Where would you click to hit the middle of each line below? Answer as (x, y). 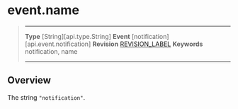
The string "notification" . (46, 97)
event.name (44, 10)
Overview (29, 80)
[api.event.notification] (58, 44)
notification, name (51, 51)
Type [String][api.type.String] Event (77, 36)
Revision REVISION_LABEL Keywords (148, 44)
